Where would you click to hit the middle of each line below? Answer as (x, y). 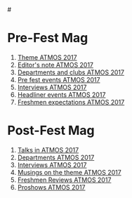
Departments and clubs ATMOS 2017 (71, 72)
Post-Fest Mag (51, 131)
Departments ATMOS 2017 (56, 157)
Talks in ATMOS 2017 (48, 150)
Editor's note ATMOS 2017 (55, 65)
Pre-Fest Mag (48, 38)
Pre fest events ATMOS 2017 (59, 79)
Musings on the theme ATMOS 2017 (69, 172)
